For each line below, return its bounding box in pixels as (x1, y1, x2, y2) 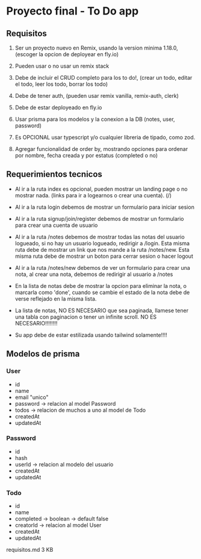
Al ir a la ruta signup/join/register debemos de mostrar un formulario (14, 215, 184, 222)
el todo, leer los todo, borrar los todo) (14, 80, 108, 88)
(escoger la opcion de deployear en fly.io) (14, 51, 119, 58)
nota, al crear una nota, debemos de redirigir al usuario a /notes (14, 270, 173, 278)
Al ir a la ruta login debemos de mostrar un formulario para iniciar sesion (14, 203, 194, 211)
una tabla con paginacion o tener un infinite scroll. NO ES (14, 313, 157, 321)
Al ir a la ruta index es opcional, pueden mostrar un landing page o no (14, 185, 188, 193)
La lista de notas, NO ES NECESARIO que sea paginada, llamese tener (14, 307, 188, 314)
